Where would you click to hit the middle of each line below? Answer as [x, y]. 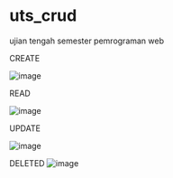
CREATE [25, 58]
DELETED [27, 163]
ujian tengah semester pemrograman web [87, 41]
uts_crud [43, 16]
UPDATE [25, 128]
